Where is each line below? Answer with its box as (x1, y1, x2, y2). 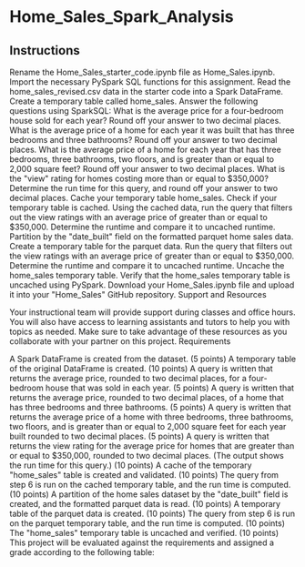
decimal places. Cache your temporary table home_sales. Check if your (9, 193, 278, 203)
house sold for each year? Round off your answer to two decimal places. (9, 116, 282, 126)
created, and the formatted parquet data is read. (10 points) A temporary (9, 499, 280, 509)
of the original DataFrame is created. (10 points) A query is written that (9, 363, 273, 374)
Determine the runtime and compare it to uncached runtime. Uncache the (9, 260, 285, 270)
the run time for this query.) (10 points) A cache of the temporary (9, 460, 252, 471)
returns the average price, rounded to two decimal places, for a (9, 373, 248, 383)
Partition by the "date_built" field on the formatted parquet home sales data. (9, 231, 294, 242)
